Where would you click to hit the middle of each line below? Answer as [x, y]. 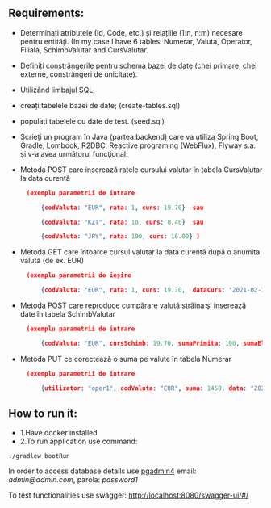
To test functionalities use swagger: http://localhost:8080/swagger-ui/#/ [129, 495]
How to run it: [43, 413]
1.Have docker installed [59, 433]
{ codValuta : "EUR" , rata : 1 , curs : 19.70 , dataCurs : [133, 290]
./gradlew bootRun [39, 456]
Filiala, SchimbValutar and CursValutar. [84, 50]
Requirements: [46, 13]
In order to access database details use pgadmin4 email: [102, 471]
